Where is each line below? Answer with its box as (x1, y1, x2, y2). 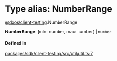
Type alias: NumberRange (5, 3, 112, 15)
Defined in (5, 40, 27, 46)
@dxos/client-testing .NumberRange (5, 19, 78, 25)
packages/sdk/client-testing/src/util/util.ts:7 (5, 51, 93, 57)
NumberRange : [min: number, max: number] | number (5, 29, 112, 34)
